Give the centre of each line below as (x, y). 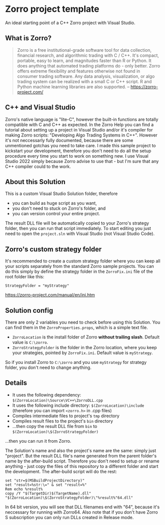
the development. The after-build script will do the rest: (61, 471)
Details (16, 383)
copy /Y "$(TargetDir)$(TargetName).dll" (48, 493)
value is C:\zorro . (30, 342)
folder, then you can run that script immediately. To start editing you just (78, 229)
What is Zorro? (28, 38)
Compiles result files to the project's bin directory (63, 421)
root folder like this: (25, 277)
